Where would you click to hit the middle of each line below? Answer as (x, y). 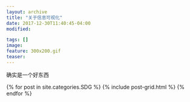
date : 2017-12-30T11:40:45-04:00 (49, 23)
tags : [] (17, 40)
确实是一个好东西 (28, 75)
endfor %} (19, 93)
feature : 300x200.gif (34, 51)
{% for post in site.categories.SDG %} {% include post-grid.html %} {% (96, 87)
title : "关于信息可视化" (34, 18)
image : (15, 46)
